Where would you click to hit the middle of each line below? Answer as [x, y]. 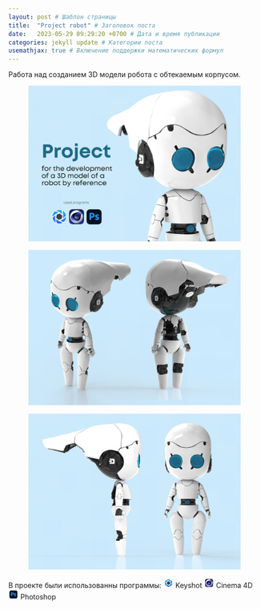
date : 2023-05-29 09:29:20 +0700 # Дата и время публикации [114, 34]
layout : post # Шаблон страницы [62, 17]
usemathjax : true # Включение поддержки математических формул [116, 51]
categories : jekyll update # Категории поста [85, 42]
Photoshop [38, 596]
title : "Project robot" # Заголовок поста [82, 25]
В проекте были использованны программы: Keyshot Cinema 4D [131, 585]
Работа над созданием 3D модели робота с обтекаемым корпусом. [124, 75]
